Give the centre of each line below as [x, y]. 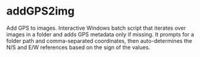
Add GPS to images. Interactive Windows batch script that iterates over [96, 28]
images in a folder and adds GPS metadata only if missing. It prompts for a [100, 34]
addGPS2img [40, 11]
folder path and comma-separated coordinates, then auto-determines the [99, 41]
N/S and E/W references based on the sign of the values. [78, 47]
